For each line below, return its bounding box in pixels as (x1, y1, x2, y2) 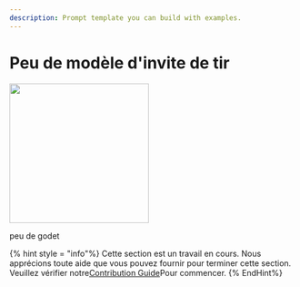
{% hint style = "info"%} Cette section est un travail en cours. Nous (9, 248, 262, 259)
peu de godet (9, 230, 60, 241)
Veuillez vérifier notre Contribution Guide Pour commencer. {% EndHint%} (9, 267, 284, 278)
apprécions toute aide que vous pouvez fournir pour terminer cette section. (9, 257, 292, 269)
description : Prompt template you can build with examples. (9, 13, 243, 23)
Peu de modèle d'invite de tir (9, 52, 230, 73)
